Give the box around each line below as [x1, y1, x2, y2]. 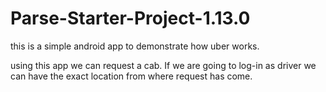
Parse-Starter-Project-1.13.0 [10, 7, 251, 30]
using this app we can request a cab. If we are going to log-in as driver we [10, 59, 317, 71]
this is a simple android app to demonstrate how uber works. [10, 40, 260, 52]
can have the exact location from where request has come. [10, 70, 253, 82]
